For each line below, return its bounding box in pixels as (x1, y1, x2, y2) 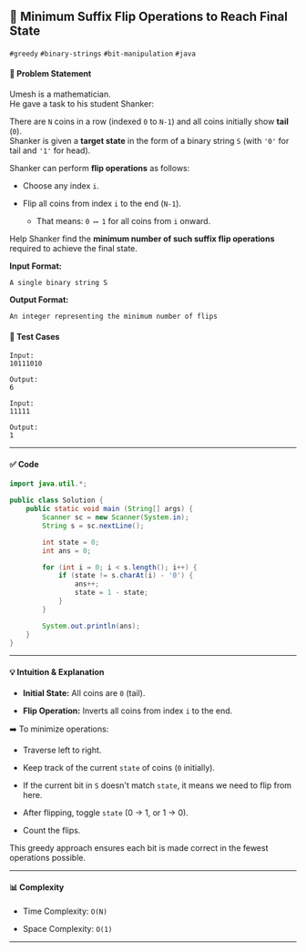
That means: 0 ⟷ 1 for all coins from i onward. (36, 216, 211, 227)
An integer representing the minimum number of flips (9, 312, 219, 322)
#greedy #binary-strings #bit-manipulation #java (9, 49, 196, 58)
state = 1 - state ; (74, 589, 148, 598)
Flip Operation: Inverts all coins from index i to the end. (22, 705, 233, 716)
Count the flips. (22, 824, 81, 835)
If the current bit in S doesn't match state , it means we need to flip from (22, 780, 292, 791)
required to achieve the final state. (9, 243, 138, 254)
